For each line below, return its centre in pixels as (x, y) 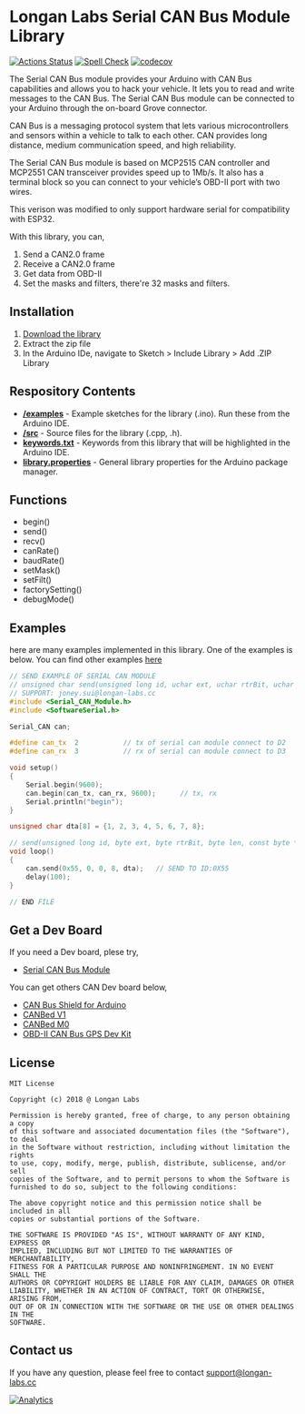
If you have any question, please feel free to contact (107, 1372)
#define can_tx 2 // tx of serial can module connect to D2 (148, 743)
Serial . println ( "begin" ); (75, 802)
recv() (34, 541)
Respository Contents (73, 392)
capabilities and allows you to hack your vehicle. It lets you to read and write (152, 88)
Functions (39, 499)
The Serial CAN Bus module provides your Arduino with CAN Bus (131, 78)
